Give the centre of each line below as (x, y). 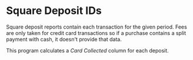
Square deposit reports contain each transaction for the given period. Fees (96, 27)
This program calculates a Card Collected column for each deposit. (87, 50)
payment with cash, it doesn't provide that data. (64, 39)
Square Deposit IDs (54, 11)
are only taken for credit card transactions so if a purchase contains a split (96, 33)
